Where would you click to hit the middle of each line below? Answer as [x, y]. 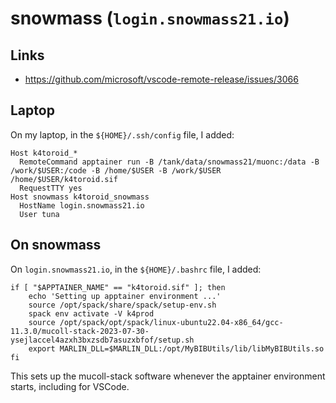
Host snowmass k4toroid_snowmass [80, 197]
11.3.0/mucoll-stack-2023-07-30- [80, 331]
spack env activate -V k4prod [91, 313]
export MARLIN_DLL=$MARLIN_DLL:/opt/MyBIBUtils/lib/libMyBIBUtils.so [176, 348]
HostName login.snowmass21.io [82, 205]
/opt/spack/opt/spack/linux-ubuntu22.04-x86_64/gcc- [171, 322]
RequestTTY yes [51, 188]
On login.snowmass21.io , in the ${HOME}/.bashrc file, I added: [136, 269]
